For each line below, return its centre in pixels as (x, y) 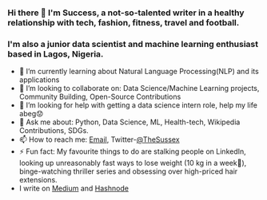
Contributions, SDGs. (54, 131)
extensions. (38, 180)
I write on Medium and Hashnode (74, 188)
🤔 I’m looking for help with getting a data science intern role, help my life (138, 105)
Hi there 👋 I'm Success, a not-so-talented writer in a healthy (126, 13)
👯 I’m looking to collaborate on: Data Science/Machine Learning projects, (139, 88)
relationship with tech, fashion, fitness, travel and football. (124, 22)
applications (39, 80)
